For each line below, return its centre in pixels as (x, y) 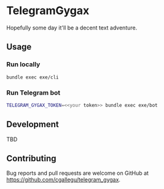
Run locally (23, 64)
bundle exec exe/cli (33, 77)
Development (33, 124)
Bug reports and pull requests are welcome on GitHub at (78, 173)
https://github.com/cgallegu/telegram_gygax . (64, 180)
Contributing (31, 158)
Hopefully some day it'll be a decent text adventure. (72, 28)
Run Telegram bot (33, 93)
